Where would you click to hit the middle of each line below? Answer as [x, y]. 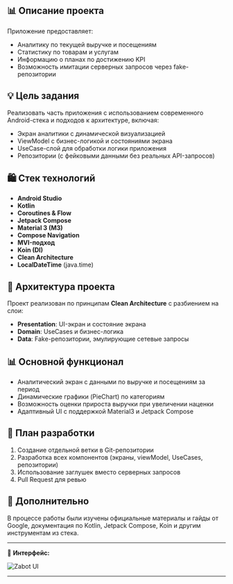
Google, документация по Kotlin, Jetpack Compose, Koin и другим [104, 525]
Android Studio [40, 199]
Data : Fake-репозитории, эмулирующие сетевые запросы [103, 339]
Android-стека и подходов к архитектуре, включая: [83, 120]
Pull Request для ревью [52, 479]
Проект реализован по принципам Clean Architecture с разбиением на [113, 303]
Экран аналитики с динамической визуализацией [91, 133]
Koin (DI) [30, 250]
